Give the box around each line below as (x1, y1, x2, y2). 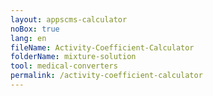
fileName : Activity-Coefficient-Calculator (10, 42, 195, 53)
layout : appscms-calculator (10, 14, 128, 25)
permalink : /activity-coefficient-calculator (10, 71, 203, 81)
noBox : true (10, 24, 60, 34)
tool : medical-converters (10, 61, 118, 71)
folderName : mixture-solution (10, 52, 137, 62)
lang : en (10, 33, 47, 43)
